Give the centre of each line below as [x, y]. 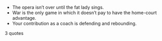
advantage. [24, 18]
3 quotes [14, 33]
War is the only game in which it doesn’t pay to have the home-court [84, 13]
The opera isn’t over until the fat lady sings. [58, 7]
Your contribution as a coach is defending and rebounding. [74, 23]
